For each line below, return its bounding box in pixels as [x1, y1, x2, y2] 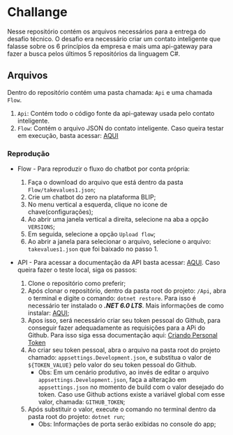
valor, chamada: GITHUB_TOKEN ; [38, 398, 126, 406]
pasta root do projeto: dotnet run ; [27, 413, 126, 421]
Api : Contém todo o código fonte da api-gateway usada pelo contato [17, 109, 215, 117]
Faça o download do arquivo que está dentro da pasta [27, 178, 183, 187]
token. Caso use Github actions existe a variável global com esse [38, 390, 225, 399]
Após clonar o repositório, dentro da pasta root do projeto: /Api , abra [27, 287, 227, 295]
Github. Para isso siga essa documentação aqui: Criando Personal [27, 331, 218, 339]
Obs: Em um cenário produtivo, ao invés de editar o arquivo [38, 368, 209, 376]
